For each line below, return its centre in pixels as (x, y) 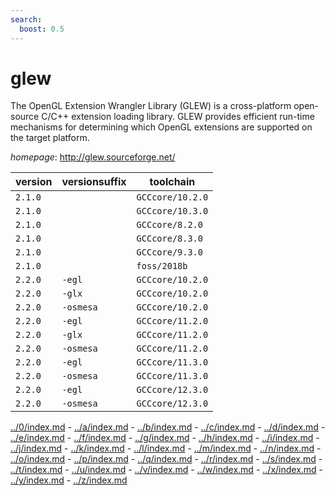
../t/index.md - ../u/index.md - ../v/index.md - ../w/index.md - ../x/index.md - (167, 470)
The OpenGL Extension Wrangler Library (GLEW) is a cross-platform (151, 106)
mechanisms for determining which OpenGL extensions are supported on (161, 127)
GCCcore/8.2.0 (169, 225)
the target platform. (50, 138)
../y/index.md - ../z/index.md (69, 480)
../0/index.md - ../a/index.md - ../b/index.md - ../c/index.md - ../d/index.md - (168, 427)
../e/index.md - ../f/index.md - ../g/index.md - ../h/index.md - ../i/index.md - (165, 438)
